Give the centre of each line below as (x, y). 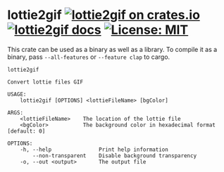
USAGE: (17, 94)
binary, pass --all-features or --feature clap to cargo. (89, 57)
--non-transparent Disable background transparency (115, 156)
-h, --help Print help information (94, 150)
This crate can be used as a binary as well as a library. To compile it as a (112, 49)
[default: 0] (26, 131)
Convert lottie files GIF (45, 82)
